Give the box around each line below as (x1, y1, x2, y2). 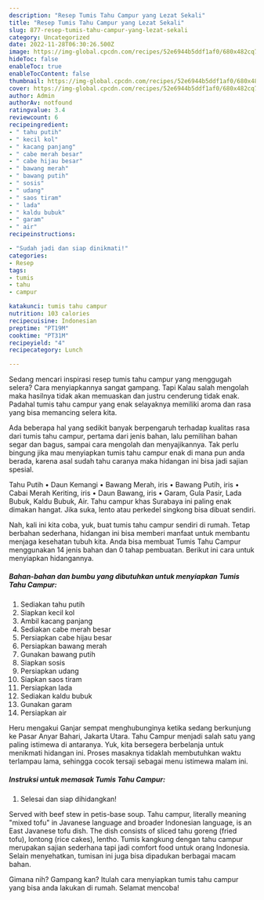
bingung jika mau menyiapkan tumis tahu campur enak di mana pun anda (9, 448, 245, 457)
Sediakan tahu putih (20, 599, 85, 609)
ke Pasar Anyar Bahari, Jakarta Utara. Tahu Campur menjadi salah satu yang (9, 731, 255, 741)
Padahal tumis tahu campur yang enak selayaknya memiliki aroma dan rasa (9, 399, 251, 409)
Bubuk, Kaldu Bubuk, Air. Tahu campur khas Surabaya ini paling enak (9, 497, 232, 506)
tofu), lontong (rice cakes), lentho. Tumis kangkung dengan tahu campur (9, 835, 244, 844)
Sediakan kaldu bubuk (20, 691, 92, 701)
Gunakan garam (20, 700, 73, 709)
